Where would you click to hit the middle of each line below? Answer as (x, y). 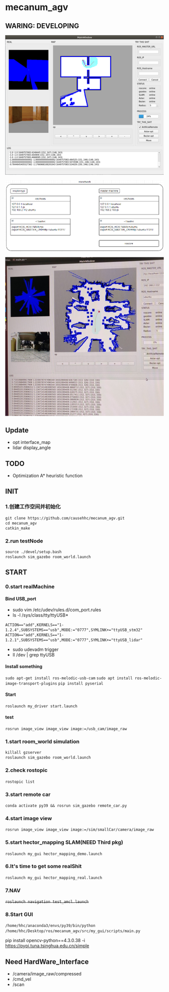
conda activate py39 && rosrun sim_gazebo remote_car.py (66, 806)
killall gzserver (23, 753)
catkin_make (18, 528)
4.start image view (29, 818)
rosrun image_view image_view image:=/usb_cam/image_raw (66, 729)
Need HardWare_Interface (47, 962)
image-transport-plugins (31, 683)
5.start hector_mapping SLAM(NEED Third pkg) (64, 842)
